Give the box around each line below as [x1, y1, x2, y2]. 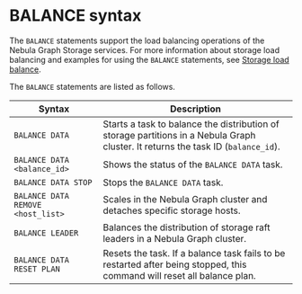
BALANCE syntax [9, 5, 142, 26]
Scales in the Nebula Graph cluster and [102, 192, 268, 205]
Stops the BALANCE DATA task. [102, 176, 224, 189]
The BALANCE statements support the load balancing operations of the [9, 35, 265, 46]
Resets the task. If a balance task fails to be [102, 246, 286, 259]
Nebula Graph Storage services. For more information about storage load [9, 44, 280, 55]
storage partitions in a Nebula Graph [102, 129, 256, 141]
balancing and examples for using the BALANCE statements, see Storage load [9, 54, 289, 65]
